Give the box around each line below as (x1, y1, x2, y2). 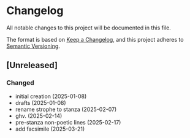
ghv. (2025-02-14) (15, 112, 63, 120)
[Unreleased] (6, 60, 58, 71)
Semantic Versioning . (6, 42, 60, 50)
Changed (6, 79, 35, 87)
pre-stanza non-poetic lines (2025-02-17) (15, 118, 121, 126)
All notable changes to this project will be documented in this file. (6, 24, 172, 31)
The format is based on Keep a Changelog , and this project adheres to (6, 36, 184, 43)
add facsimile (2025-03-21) (15, 125, 85, 132)
